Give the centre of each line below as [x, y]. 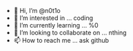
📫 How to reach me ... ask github [61, 40]
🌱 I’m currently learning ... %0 [56, 25]
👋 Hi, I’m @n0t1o [37, 11]
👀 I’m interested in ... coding [53, 18]
